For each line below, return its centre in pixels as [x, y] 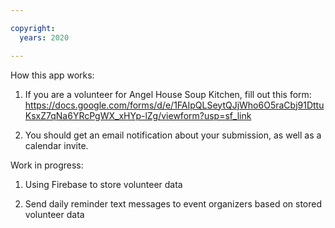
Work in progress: [47, 165]
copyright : [33, 28]
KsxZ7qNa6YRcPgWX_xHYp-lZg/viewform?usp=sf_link [138, 115]
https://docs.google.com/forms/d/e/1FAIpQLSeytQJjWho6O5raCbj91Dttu [174, 105]
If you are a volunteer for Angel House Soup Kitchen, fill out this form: [168, 94]
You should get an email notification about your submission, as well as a [173, 135]
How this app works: [52, 75]
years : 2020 [44, 37]
